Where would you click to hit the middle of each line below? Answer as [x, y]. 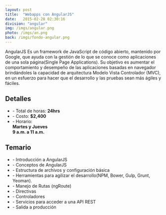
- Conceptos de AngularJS [39, 165]
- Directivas [24, 191]
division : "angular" [27, 24]
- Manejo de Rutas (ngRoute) [42, 186]
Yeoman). [22, 180]
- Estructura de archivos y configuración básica [61, 170]
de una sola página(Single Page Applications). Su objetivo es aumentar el [80, 62]
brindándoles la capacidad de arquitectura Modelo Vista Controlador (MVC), [83, 72]
